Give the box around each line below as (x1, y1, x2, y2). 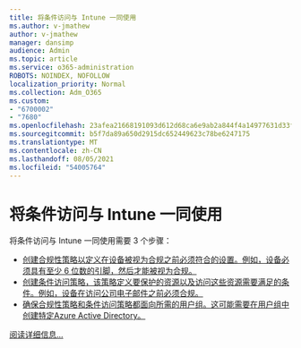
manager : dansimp (9, 38, 74, 47)
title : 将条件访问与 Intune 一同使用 (9, 13, 137, 22)
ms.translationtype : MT (9, 138, 99, 147)
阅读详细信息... (9, 329, 64, 340)
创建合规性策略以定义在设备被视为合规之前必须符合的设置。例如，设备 (21, 254, 282, 265)
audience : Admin (9, 47, 70, 55)
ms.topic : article (9, 55, 78, 64)
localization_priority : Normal (9, 80, 126, 89)
